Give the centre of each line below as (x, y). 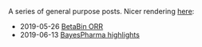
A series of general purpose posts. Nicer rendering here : (101, 11)
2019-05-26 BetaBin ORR (61, 26)
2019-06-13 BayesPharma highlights (79, 35)
